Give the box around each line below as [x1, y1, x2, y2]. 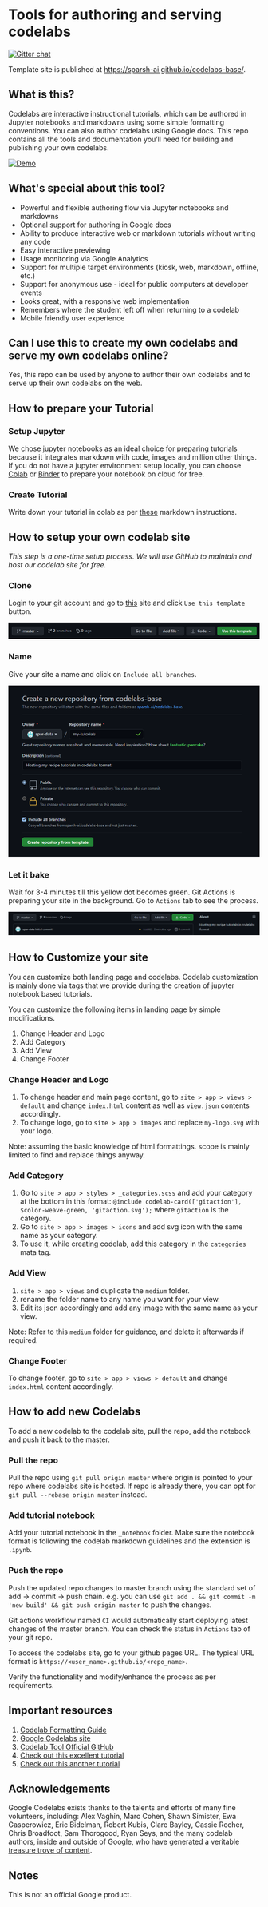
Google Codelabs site [19, 1733, 91, 1743]
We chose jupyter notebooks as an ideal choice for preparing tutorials [8, 444, 238, 453]
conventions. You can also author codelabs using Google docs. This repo [8, 125, 249, 135]
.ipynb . [8, 1545, 32, 1555]
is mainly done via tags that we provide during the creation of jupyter [8, 981, 235, 990]
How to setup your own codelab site [8, 530, 191, 544]
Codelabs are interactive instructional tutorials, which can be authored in [8, 109, 247, 118]
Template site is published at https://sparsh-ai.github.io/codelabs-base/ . [8, 64, 246, 74]
